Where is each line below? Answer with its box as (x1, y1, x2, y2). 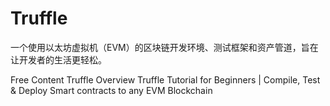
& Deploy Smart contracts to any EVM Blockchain (10, 84, 213, 96)
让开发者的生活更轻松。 (10, 53, 107, 66)
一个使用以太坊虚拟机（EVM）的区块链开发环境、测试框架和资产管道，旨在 (10, 41, 319, 53)
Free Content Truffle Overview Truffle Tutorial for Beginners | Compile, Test (10, 73, 321, 86)
